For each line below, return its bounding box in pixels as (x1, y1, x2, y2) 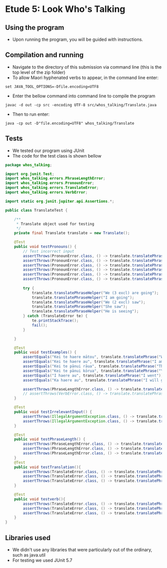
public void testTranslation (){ (14, 465, 81, 470)
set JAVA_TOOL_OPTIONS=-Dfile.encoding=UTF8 (5, 84, 99, 89)
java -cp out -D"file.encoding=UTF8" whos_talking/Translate (5, 121, 135, 126)
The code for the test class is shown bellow (12, 153, 102, 159)
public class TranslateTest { (5, 208, 68, 213)
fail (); (31, 323, 48, 327)
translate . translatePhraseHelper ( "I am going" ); (31, 295, 135, 300)
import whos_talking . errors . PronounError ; (5, 180, 94, 186)
